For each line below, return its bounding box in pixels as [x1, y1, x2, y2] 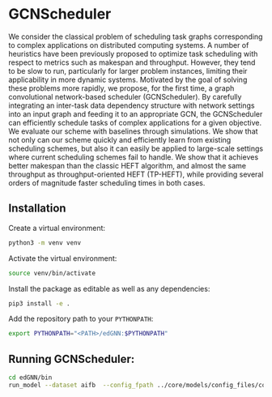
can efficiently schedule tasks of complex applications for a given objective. [8, 117, 262, 127]
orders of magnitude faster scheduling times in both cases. [8, 177, 206, 187]
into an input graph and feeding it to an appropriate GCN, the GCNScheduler [8, 109, 263, 118]
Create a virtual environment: [8, 223, 106, 233]
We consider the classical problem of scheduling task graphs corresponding [8, 32, 263, 41]
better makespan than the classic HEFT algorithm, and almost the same [8, 160, 247, 170]
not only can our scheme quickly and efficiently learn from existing [8, 134, 232, 144]
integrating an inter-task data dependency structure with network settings [8, 100, 255, 110]
